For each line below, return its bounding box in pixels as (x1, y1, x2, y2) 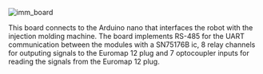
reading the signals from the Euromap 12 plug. (8, 56, 160, 66)
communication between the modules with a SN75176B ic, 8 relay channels (8, 40, 256, 49)
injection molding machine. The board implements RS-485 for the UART (8, 32, 245, 41)
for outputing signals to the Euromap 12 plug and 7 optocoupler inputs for (8, 49, 249, 57)
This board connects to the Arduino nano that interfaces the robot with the (8, 23, 253, 32)
